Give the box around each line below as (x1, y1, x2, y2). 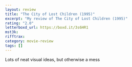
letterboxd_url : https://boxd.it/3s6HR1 (5, 25, 89, 30)
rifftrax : (5, 34, 25, 39)
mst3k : (5, 30, 19, 34)
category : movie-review (5, 39, 54, 44)
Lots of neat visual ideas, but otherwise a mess (5, 56, 100, 62)
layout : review (5, 7, 36, 12)
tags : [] (5, 43, 23, 48)
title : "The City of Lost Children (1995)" (5, 12, 95, 17)
